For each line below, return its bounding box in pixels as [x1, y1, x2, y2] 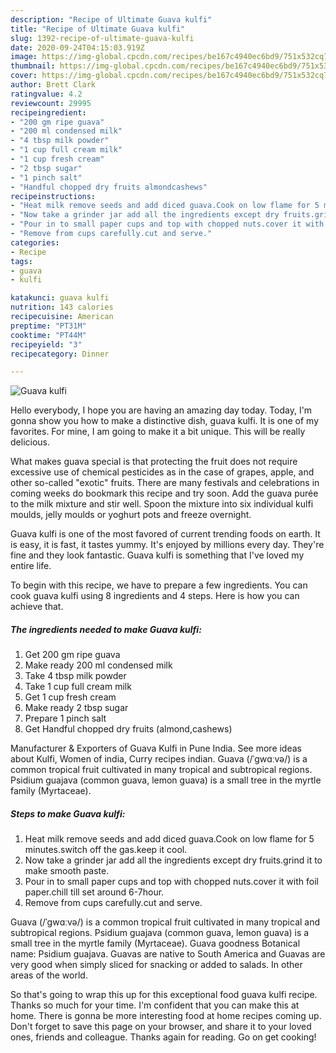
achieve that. [10, 601, 64, 613]
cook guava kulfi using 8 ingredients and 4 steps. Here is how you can [10, 590, 300, 602]
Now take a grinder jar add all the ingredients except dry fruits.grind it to [24, 854, 323, 866]
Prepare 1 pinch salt [24, 712, 107, 725]
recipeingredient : [10, 107, 87, 118]
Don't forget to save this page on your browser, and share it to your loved [10, 1021, 312, 1033]
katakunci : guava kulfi [10, 293, 110, 303]
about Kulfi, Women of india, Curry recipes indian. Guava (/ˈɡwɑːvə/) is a [10, 753, 308, 765]
